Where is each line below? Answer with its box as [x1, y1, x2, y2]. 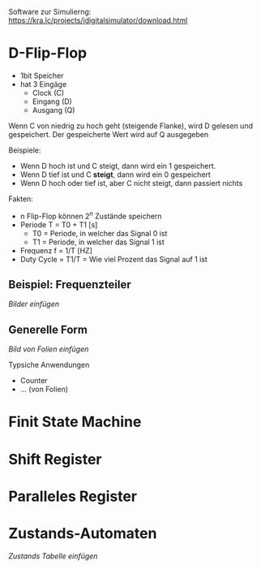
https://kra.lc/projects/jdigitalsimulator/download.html [8, 15, 188, 25]
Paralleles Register [8, 487, 138, 506]
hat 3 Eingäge [19, 79, 67, 88]
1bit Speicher [19, 71, 64, 80]
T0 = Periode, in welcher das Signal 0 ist [32, 228, 168, 238]
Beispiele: [8, 145, 41, 155]
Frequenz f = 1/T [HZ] [19, 245, 93, 255]
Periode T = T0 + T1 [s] [19, 219, 98, 230]
